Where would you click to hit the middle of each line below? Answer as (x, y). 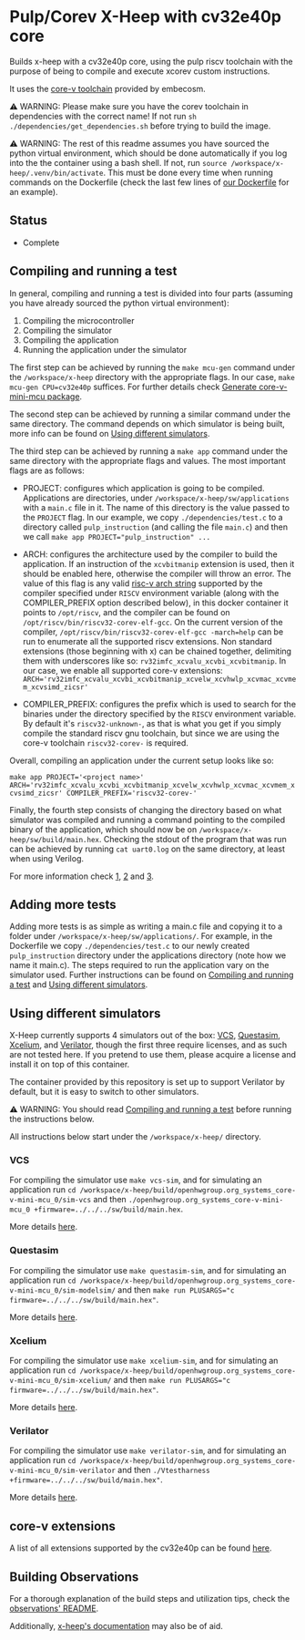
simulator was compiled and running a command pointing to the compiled (147, 820)
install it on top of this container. (70, 1065)
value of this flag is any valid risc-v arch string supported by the (142, 583)
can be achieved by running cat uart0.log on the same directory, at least (147, 849)
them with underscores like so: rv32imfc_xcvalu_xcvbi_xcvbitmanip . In (154, 660)
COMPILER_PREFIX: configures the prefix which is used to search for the (159, 704)
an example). (34, 191)
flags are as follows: (47, 470)
